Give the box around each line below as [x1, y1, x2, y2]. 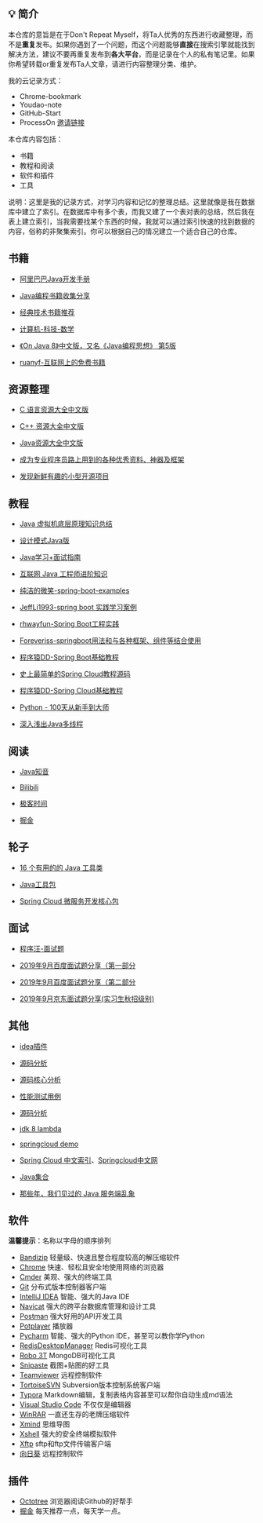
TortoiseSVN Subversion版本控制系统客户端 [19, 1380, 160, 1390]
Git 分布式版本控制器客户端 [19, 1282, 107, 1291]
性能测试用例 [19, 1091, 61, 1101]
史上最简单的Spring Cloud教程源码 [19, 670, 131, 679]
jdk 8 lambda [19, 1123, 62, 1133]
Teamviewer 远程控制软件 [19, 1371, 103, 1380]
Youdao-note [19, 100, 63, 109]
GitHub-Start [19, 108, 61, 118]
